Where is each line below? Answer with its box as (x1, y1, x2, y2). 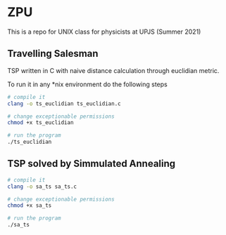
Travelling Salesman (7, 48, 99, 60)
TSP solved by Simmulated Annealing (7, 158, 176, 170)
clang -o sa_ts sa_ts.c (7, 183, 77, 190)
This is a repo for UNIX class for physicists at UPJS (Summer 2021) (7, 27, 201, 36)
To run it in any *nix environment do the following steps (7, 80, 168, 88)
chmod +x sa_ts (7, 202, 52, 209)
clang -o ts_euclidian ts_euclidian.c (7, 100, 121, 107)
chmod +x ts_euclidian (7, 119, 74, 126)
